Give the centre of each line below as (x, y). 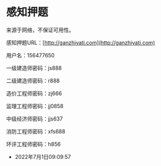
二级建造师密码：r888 (33, 81)
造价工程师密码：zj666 (34, 93)
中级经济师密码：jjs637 (35, 119)
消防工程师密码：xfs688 (36, 131)
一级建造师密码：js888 (34, 68)
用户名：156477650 (30, 55)
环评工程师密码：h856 (33, 144)
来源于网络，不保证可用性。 (40, 30)
